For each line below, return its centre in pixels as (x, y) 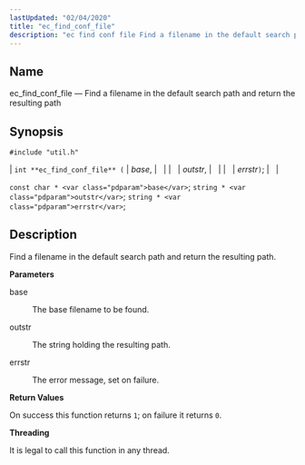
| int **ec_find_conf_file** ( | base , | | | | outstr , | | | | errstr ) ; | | (144, 169)
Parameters (32, 274)
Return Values (37, 397)
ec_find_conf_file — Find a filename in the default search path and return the (152, 94)
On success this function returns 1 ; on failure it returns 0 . (116, 415)
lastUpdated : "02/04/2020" (60, 18)
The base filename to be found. (91, 309)
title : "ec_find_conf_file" (63, 26)
